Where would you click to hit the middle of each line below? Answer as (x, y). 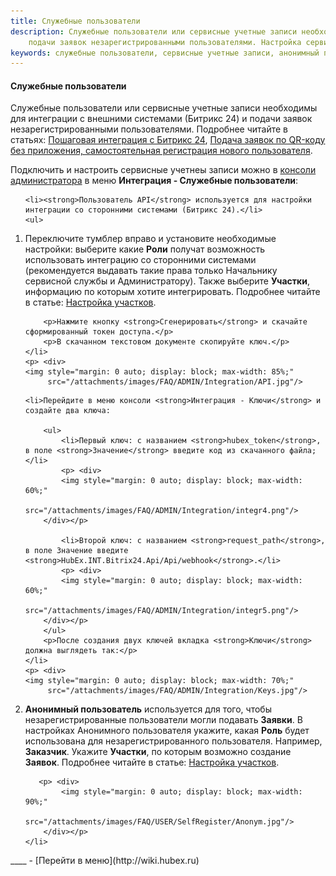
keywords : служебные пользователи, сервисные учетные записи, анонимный (165, 53)
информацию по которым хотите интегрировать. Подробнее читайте (172, 292)
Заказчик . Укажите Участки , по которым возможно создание (158, 752)
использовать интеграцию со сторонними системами (140, 260)
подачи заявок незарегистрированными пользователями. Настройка (165, 42)
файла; (303, 451)
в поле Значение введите (76, 551)
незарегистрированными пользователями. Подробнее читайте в (149, 129)
